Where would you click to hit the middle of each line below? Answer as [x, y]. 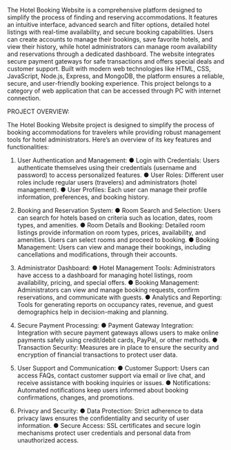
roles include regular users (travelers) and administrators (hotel [107, 182]
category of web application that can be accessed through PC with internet [114, 91]
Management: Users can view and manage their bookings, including [114, 247]
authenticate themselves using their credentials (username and [107, 168]
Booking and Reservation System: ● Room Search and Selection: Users [119, 210]
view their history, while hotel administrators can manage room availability [112, 47]
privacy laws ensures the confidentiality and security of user [103, 418]
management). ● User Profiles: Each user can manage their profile [112, 190]
